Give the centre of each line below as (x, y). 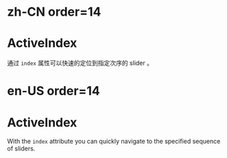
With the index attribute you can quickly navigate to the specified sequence (114, 142)
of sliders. (21, 148)
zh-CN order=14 (54, 12)
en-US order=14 (54, 91)
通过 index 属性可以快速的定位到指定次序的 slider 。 (80, 63)
